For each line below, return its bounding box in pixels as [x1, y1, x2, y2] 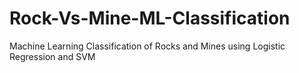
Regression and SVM [9, 50, 96, 62]
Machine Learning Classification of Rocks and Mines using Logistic [9, 40, 286, 52]
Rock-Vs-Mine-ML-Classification [9, 7, 291, 30]
